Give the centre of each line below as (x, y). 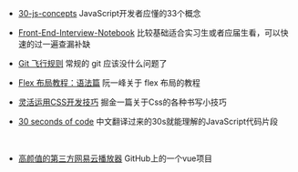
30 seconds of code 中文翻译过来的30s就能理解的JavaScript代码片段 (148, 121)
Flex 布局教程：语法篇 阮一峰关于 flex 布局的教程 (109, 83)
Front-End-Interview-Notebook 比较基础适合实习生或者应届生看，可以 (149, 33)
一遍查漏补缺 (67, 44)
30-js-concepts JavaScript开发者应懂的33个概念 (109, 13)
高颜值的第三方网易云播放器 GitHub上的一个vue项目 (115, 158)
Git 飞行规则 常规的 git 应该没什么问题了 (92, 63)
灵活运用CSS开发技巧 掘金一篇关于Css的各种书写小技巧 (122, 102)
